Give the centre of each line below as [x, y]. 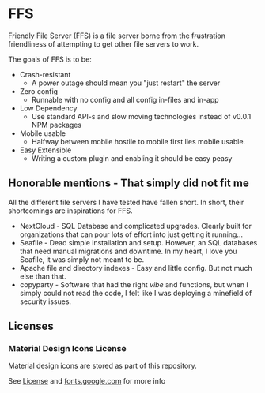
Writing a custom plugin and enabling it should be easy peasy [132, 158]
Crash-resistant [45, 74]
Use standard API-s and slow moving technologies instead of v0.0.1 [141, 116]
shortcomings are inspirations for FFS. [70, 211]
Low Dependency [48, 108]
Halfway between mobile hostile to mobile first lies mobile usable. [138, 141]
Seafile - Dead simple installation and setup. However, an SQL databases [138, 242]
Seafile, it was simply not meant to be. [82, 259]
